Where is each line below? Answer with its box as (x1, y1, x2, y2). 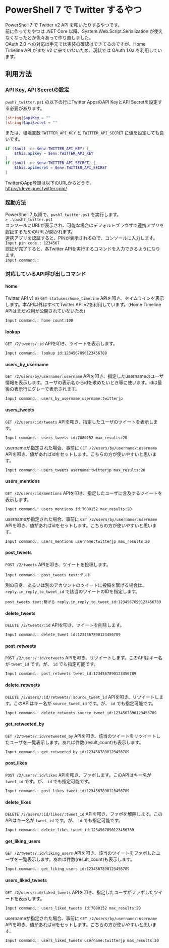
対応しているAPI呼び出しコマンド (5, 270, 86, 277)
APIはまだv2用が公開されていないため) (5, 308, 86, 314)
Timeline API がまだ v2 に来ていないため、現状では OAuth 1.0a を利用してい (5, 47, 162, 53)
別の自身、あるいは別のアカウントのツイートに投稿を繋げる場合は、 (5, 582, 147, 588)
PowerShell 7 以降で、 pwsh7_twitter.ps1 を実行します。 (5, 211, 122, 218)
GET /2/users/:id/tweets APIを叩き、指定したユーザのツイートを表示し (5, 418, 154, 425)
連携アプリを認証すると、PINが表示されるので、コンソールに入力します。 (5, 235, 158, 241)
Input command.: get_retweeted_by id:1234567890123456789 (5, 749, 130, 754)
